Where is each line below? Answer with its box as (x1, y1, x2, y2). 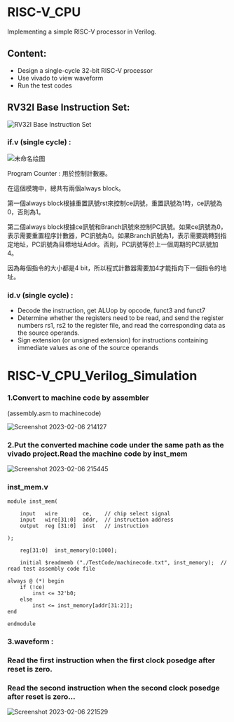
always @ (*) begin (7, 578, 64, 585)
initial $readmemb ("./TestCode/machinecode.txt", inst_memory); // (20, 560, 228, 567)
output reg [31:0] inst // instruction (20, 522, 149, 529)
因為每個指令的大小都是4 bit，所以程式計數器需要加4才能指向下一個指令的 (7, 263, 221, 272)
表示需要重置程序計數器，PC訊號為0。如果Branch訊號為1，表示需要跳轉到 (7, 231, 221, 239)
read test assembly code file (7, 565, 96, 573)
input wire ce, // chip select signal (20, 511, 171, 518)
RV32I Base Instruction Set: (7, 102, 130, 113)
